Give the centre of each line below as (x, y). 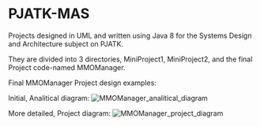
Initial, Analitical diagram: (49, 98)
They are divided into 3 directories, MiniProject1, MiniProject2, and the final (130, 59)
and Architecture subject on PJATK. (66, 43)
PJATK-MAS (49, 14)
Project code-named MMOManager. (67, 67)
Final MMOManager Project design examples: (82, 83)
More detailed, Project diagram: (60, 113)
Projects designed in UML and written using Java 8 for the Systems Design (130, 35)
